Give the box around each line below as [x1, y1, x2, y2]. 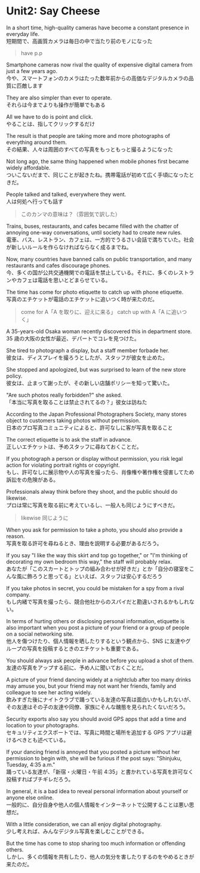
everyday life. [6, 30, 40, 37]
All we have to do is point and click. [6, 113, 93, 120]
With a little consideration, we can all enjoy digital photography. [6, 820, 162, 827]
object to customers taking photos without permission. [6, 416, 140, 424]
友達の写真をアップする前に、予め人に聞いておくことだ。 [6, 664, 147, 671]
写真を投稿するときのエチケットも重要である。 [26, 645, 142, 652]
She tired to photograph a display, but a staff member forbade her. [6, 346, 170, 354]
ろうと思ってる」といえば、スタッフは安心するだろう [32, 572, 163, 579]
